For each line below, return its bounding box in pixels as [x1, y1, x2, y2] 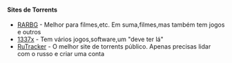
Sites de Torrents [7, 5, 57, 14]
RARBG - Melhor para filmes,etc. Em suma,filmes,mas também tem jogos [17, 21, 225, 29]
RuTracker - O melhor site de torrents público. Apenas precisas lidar [17, 42, 211, 51]
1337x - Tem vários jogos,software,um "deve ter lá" [17, 35, 164, 44]
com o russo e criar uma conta [17, 50, 105, 58]
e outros [17, 28, 41, 36]
